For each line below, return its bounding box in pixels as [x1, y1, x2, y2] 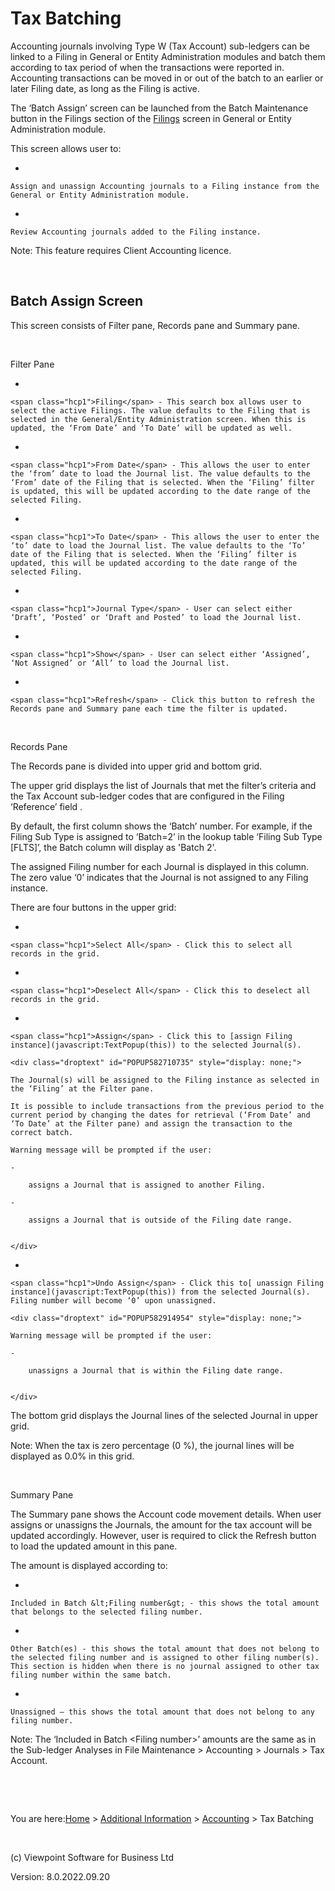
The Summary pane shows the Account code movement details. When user [10, 1508, 322, 1520]
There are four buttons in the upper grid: [10, 901, 177, 913]
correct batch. [10, 1127, 74, 1137]
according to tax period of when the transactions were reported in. [10, 61, 285, 73]
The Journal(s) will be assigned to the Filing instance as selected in [10, 1075, 320, 1085]
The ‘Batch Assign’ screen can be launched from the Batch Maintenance [10, 102, 309, 114]
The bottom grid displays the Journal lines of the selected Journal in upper [10, 1409, 318, 1421]
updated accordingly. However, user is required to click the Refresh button [10, 1529, 317, 1541]
